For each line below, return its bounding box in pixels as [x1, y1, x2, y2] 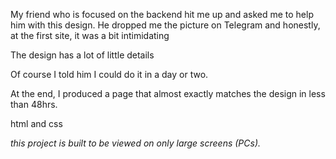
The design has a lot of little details [10, 49, 155, 61]
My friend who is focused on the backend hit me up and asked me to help [10, 9, 314, 20]
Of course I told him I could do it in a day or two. [10, 69, 209, 80]
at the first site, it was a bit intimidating [10, 30, 170, 41]
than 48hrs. [10, 99, 58, 110]
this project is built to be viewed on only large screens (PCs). [10, 137, 262, 149]
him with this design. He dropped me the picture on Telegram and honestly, [10, 19, 321, 31]
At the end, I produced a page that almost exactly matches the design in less [10, 88, 326, 99]
